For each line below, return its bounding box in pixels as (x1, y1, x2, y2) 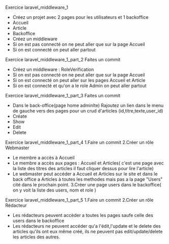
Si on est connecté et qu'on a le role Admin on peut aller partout (12, 83, 147, 89)
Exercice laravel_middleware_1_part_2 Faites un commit (5, 57, 121, 63)
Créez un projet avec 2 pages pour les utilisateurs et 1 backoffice (12, 14, 149, 20)
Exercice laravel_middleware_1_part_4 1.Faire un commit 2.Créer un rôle (5, 140, 154, 145)
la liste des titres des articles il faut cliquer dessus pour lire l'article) (12, 166, 154, 171)
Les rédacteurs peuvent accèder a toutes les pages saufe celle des (12, 212, 153, 218)
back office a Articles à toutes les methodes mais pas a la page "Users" (12, 176, 163, 182)
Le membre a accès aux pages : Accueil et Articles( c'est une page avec (12, 160, 164, 166)
